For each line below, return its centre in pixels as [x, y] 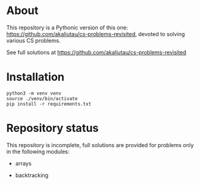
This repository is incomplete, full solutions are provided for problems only [100, 145]
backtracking [32, 175]
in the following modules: [38, 151]
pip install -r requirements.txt [49, 104]
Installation [35, 77]
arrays [23, 163]
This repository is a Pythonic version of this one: [67, 27]
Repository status [53, 128]
